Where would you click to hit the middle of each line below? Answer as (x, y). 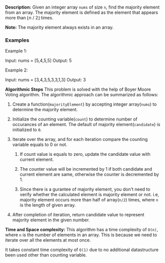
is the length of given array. (48, 205)
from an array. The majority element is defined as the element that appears (82, 12)
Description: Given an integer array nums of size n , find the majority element (82, 7)
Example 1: (16, 51)
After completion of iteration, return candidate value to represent (78, 215)
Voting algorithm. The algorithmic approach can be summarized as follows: (82, 95)
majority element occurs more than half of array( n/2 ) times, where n (89, 200)
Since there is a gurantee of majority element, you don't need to (85, 189)
